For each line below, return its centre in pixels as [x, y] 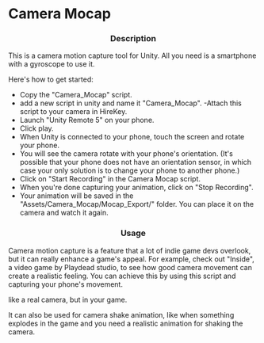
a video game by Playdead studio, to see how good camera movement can [130, 267]
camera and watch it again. [64, 213]
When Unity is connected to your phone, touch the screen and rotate [132, 137]
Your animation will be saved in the [77, 196]
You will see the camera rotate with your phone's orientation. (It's [126, 154]
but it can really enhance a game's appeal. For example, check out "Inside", [132, 259]
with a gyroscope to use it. [52, 64]
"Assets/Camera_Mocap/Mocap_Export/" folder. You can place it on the [137, 204]
